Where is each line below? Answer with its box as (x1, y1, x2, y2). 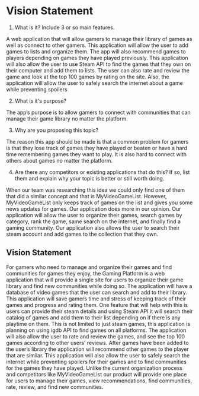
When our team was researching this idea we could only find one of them (6, 186, 185, 194)
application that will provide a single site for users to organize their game (6, 276, 184, 283)
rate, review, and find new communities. (6, 383, 104, 390)
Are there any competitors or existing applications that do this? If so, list (14, 168, 190, 176)
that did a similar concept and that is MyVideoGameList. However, (6, 192, 167, 199)
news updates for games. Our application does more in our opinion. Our (6, 205, 181, 212)
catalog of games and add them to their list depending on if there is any (6, 313, 181, 321)
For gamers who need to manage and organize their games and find (6, 263, 172, 271)
